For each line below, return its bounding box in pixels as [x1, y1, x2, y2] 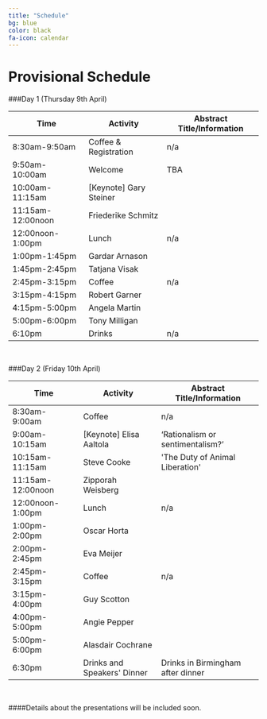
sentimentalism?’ [161, 439, 224, 450]
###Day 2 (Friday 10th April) [8, 364, 101, 373]
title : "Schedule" [8, 11, 69, 20]
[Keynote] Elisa [83, 429, 140, 440]
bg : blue [8, 19, 37, 27]
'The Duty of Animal [161, 452, 236, 463]
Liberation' [161, 462, 201, 473]
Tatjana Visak [88, 264, 139, 275]
